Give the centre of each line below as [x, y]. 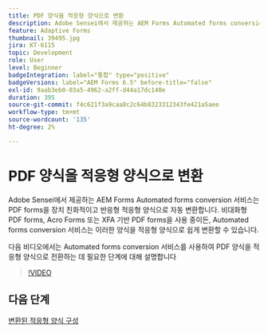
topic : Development [41, 53]
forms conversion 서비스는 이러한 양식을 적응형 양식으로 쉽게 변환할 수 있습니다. [134, 229]
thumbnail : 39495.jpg [44, 38]
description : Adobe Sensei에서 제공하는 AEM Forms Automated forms [118, 23]
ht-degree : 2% [32, 127]
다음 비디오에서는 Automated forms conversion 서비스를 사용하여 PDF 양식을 [130, 246]
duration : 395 [32, 97]
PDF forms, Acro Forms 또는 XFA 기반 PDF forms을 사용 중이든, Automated [129, 220]
